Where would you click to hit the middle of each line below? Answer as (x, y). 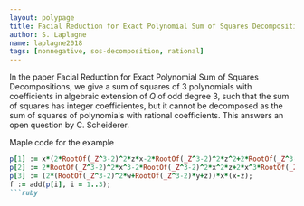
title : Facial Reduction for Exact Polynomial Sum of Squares (129, 26)
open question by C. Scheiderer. (69, 125)
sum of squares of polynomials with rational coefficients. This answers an (147, 116)
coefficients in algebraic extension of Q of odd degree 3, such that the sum (149, 97)
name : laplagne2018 (46, 43)
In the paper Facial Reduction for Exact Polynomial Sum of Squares (134, 77)
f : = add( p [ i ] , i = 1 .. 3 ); (60, 184)
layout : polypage (42, 18)
